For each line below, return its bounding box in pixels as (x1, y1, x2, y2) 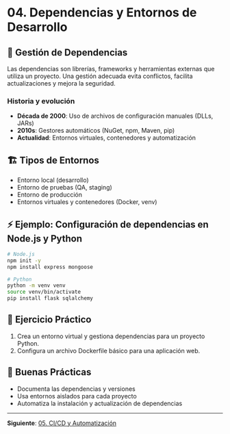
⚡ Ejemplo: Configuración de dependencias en (7, 218, 209, 230)
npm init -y (7, 257, 41, 264)
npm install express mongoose (7, 264, 94, 270)
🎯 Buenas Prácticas (7, 366, 92, 378)
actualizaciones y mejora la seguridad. (7, 79, 116, 87)
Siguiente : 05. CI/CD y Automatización (7, 419, 117, 427)
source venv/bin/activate (7, 289, 81, 296)
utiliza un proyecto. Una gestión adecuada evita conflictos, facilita (7, 72, 193, 80)
